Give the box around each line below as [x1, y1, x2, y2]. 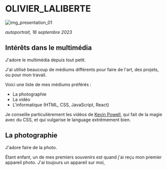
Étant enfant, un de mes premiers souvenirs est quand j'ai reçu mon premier [5, 154, 162, 160]
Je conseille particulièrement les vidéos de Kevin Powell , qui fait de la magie [5, 111, 162, 117]
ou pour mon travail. [5, 72, 46, 78]
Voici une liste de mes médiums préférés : [5, 81, 91, 87]
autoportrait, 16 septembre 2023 [5, 29, 72, 35]
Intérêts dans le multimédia [5, 43, 92, 52]
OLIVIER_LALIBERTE [5, 3, 91, 14]
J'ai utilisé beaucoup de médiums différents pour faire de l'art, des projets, [5, 66, 159, 72]
